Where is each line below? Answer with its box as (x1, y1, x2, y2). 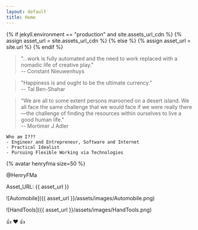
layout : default (6, 8, 46, 15)
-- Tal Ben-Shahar (20, 85, 65, 92)
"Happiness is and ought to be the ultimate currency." (20, 79, 153, 86)
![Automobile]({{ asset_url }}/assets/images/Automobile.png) (6, 194, 155, 201)
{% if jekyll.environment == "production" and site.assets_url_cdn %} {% (6, 30, 183, 38)
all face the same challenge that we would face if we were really (20, 103, 178, 110)
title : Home (6, 14, 36, 20)
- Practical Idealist (6, 144, 60, 150)
